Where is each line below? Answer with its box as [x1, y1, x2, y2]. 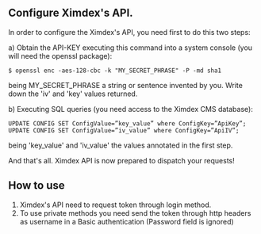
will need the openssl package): [8, 51, 113, 60]
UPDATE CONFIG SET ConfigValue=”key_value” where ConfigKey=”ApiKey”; [8, 119, 247, 128]
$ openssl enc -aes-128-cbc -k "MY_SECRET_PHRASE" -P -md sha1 [8, 67, 222, 75]
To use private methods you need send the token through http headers [19, 208, 251, 217]
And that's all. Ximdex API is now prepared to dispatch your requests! [8, 155, 236, 165]
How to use [8, 178, 65, 193]
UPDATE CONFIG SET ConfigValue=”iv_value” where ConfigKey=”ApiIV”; [8, 126, 240, 134]
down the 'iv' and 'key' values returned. [8, 89, 138, 98]
